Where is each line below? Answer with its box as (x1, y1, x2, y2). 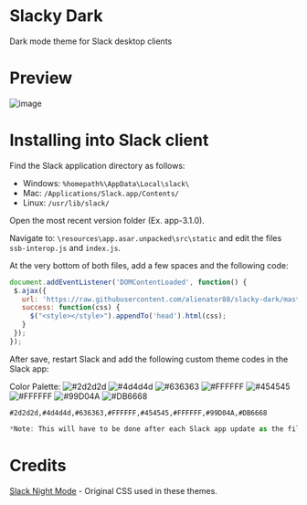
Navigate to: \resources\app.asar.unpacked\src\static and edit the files (9, 232, 282, 243)
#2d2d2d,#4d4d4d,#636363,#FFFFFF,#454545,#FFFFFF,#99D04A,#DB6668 (9, 408, 268, 417)
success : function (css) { (21, 303, 121, 312)
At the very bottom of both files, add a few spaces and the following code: (9, 259, 290, 270)
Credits (9, 455, 67, 476)
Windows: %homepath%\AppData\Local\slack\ (22, 177, 190, 188)
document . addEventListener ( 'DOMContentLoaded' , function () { (9, 278, 248, 287)
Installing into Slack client (9, 130, 209, 151)
